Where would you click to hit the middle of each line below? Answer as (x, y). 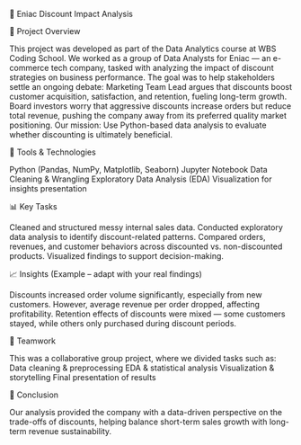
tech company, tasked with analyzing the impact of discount (162, 68)
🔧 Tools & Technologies (53, 152)
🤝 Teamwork (33, 341)
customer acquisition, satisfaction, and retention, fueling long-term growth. (148, 96)
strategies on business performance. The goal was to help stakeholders (142, 77)
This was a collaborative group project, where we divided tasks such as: (143, 358)
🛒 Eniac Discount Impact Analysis (71, 14)
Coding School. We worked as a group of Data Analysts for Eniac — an (140, 58)
